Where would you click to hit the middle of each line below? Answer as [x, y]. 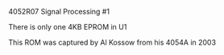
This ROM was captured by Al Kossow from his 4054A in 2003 [112, 42]
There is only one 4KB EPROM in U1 [68, 27]
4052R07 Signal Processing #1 [59, 12]
